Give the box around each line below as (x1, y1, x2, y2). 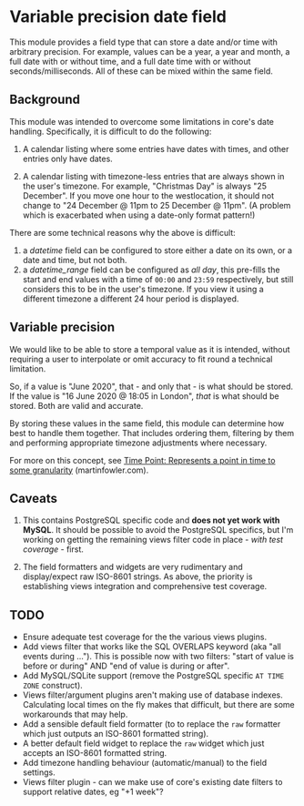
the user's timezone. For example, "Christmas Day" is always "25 (22, 180, 267, 191)
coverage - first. (22, 544, 85, 555)
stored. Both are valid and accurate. (9, 400, 144, 411)
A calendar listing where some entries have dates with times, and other (22, 143, 289, 154)
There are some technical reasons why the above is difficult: (9, 227, 237, 238)
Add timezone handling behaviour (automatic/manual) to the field (22, 758, 268, 769)
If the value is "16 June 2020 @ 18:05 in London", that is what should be (9, 390, 279, 402)
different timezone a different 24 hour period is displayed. (22, 293, 239, 304)
